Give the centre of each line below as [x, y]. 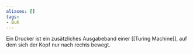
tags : [13, 17]
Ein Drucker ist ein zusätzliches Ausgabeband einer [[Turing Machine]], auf [96, 39]
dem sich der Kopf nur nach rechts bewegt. [58, 45]
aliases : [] [20, 11]
